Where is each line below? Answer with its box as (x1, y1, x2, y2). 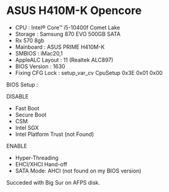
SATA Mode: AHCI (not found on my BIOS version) (15, 167, 142, 174)
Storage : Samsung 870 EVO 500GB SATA (15, 30, 121, 37)
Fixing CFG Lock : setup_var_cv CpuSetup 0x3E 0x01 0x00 (15, 69, 163, 76)
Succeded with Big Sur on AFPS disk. (6, 179, 101, 186)
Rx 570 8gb (15, 37, 45, 44)
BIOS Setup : (6, 80, 38, 88)
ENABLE (6, 142, 27, 149)
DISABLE (6, 93, 29, 100)
